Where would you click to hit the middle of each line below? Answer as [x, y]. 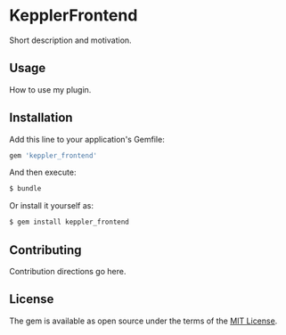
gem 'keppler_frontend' [53, 155]
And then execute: [43, 172]
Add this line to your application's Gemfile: [87, 139]
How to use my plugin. [50, 89]
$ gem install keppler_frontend [69, 222]
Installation [41, 118]
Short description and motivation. [70, 40]
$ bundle [25, 189]
